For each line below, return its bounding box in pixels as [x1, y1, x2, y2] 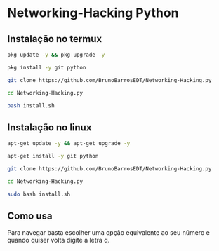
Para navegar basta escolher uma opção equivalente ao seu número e [7, 229, 211, 237]
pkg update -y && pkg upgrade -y [7, 51, 105, 58]
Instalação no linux [7, 121, 92, 133]
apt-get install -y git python [7, 153, 99, 160]
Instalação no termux [7, 33, 102, 45]
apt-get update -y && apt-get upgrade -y [7, 140, 131, 147]
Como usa [7, 210, 53, 222]
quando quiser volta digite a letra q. [7, 236, 110, 245]
